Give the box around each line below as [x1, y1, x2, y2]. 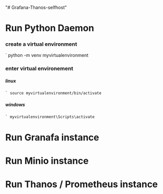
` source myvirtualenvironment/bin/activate [5, 91, 102, 96]
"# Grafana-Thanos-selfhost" [5, 5, 67, 10]
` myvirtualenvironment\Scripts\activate [5, 114, 95, 120]
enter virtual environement [5, 65, 74, 72]
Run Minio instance [5, 155, 89, 166]
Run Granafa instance [5, 131, 100, 143]
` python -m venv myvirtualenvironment [5, 52, 88, 59]
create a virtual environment [5, 41, 78, 48]
